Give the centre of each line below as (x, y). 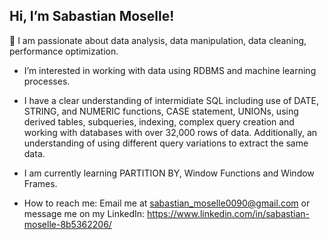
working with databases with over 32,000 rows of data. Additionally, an (170, 132)
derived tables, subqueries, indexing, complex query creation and (159, 121)
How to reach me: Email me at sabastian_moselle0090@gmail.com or (167, 203)
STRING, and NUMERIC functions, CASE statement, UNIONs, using (161, 111)
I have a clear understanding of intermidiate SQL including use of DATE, (171, 100)
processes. (47, 81)
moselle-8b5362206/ (67, 224)
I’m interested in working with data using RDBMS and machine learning (170, 70)
